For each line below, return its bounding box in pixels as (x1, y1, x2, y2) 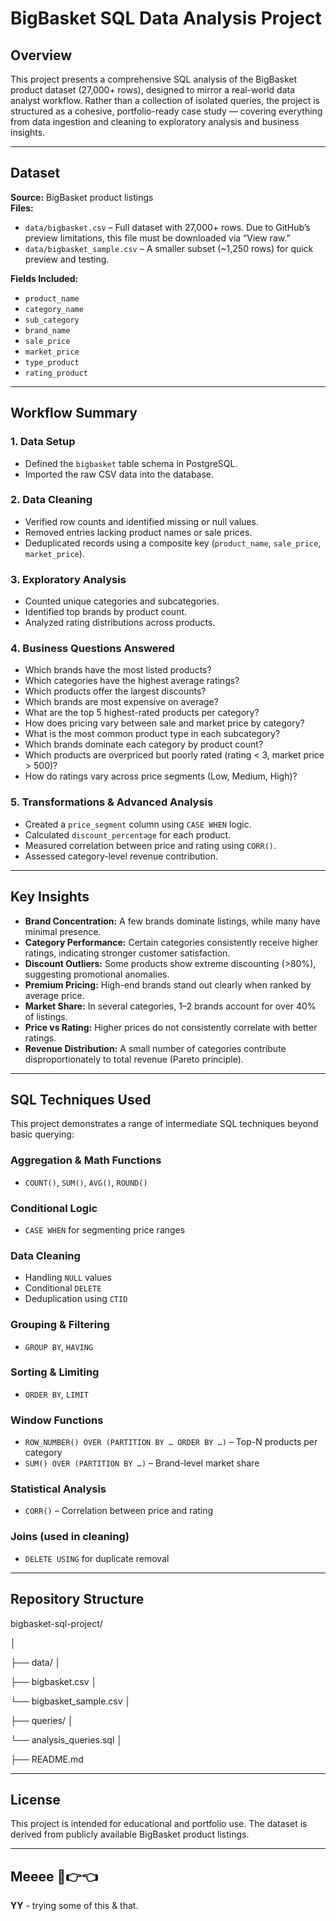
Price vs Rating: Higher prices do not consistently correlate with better (24, 1021, 318, 1033)
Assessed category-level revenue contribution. (24, 850, 218, 862)
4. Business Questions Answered (10, 642, 175, 656)
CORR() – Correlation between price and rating (24, 1505, 214, 1517)
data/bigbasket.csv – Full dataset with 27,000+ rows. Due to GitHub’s (24, 221, 311, 233)
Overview (10, 47, 73, 64)
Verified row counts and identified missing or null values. (24, 515, 259, 527)
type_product (24, 357, 80, 367)
